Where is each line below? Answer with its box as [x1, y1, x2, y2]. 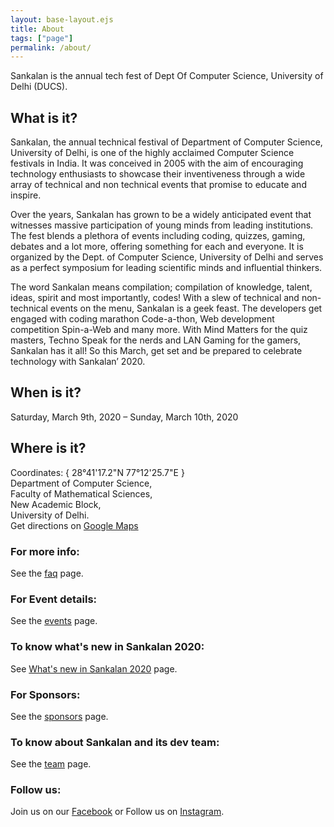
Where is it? [10, 440, 87, 457]
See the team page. [10, 758, 92, 770]
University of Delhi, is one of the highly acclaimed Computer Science [10, 147, 295, 159]
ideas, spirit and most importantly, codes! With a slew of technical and [10, 292, 300, 304]
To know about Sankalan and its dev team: [10, 735, 220, 749]
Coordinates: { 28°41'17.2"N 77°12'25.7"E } [10, 466, 185, 478]
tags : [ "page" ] [10, 33, 74, 43]
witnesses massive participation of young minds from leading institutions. [10, 219, 314, 231]
